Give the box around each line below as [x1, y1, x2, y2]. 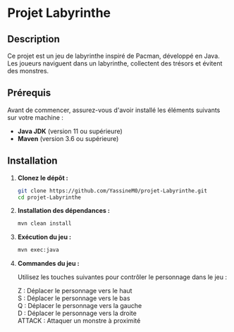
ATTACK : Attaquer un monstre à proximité [17, 316, 141, 325]
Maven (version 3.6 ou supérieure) [17, 134, 119, 142]
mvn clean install [17, 220, 72, 227]
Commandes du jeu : [17, 259, 80, 268]
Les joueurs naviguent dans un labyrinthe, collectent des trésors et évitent [7, 59, 223, 68]
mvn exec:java [17, 247, 59, 254]
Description [7, 33, 60, 45]
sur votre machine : [7, 113, 63, 121]
